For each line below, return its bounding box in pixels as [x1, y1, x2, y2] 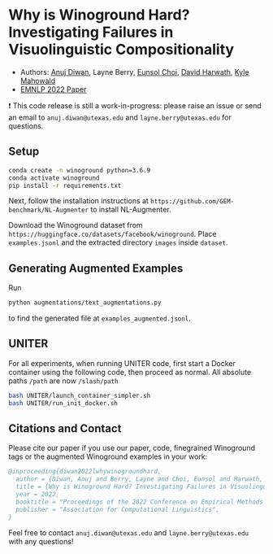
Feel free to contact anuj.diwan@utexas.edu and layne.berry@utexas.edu [8, 527, 249, 538]
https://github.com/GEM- [149, 198, 235, 206]
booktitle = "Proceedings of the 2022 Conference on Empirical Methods [15, 498, 264, 506]
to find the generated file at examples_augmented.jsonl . [8, 313, 191, 323]
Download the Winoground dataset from [8, 220, 144, 230]
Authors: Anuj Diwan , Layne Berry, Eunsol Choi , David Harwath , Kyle [19, 67, 249, 76]
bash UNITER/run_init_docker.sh [8, 399, 118, 408]
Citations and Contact [8, 421, 122, 436]
